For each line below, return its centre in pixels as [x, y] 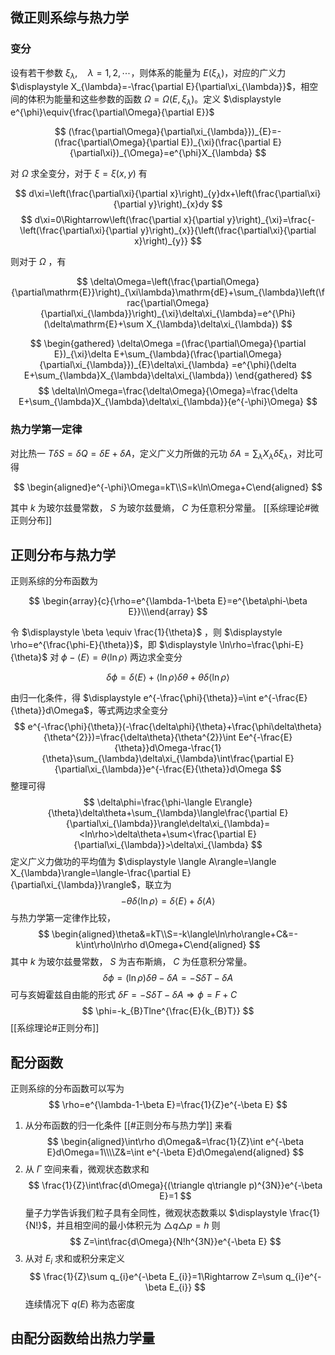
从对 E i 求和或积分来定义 [74, 1260]
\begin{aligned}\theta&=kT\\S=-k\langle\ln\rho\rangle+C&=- [174, 934]
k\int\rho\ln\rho [106, 945]
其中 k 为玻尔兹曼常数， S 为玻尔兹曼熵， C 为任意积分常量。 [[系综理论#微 [165, 508]
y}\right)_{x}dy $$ [185, 204]
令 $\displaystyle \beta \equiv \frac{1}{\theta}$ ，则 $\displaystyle [146, 632]
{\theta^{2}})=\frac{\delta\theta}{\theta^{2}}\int [140, 737]
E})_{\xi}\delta [82, 354]
